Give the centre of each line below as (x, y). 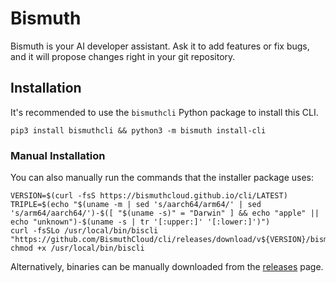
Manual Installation (58, 155)
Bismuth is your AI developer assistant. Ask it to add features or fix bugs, (160, 46)
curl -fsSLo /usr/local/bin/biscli (84, 231)
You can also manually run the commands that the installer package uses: (162, 178)
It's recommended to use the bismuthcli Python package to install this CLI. (164, 112)
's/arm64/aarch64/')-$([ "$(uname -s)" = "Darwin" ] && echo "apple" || (165, 213)
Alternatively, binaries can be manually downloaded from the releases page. (167, 267)
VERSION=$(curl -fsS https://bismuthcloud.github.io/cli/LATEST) (149, 196)
